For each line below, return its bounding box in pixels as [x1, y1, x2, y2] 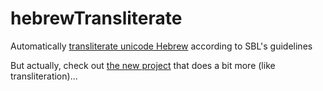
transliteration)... [10, 70, 78, 82]
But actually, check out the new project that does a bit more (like [10, 59, 276, 71]
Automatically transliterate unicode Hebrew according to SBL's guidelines [10, 40, 313, 52]
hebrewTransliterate [10, 7, 183, 30]
